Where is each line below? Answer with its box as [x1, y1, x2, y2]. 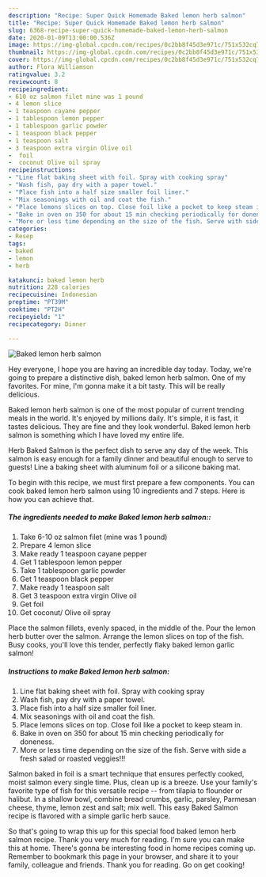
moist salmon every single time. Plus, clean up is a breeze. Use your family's [8, 777, 258, 788]
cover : [8, 56, 30, 64]
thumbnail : [8, 48, 44, 56]
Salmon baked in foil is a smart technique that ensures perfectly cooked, [8, 769, 245, 779]
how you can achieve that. [8, 494, 94, 503]
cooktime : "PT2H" [8, 306, 66, 313]
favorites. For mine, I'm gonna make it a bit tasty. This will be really [8, 381, 226, 390]
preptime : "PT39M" [8, 298, 69, 306]
